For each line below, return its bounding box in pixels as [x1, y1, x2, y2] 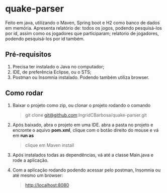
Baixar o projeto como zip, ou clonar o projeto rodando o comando [12, 102, 151, 108]
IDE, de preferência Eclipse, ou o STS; [12, 69, 92, 75]
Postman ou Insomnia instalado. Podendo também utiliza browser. [12, 74, 149, 80]
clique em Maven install [25, 142, 74, 148]
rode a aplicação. [12, 157, 49, 163]
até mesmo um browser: [12, 172, 63, 178]
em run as [12, 132, 34, 138]
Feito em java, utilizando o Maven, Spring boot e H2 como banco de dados [5, 20, 160, 26]
